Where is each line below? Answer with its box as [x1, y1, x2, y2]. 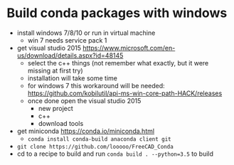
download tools [38, 119, 84, 127]
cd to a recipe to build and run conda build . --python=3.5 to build [16, 149, 214, 158]
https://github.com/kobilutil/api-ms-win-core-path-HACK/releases [27, 89, 223, 97]
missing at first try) [27, 66, 83, 75]
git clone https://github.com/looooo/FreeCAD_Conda [16, 143, 174, 150]
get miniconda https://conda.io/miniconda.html [16, 127, 154, 135]
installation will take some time [27, 73, 118, 82]
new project [38, 104, 74, 112]
